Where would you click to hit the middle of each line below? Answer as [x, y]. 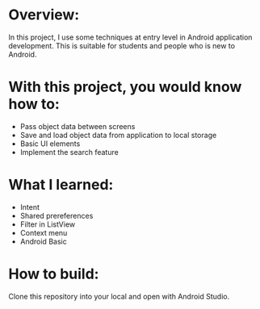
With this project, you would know [125, 87]
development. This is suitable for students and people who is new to [122, 45]
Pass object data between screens [78, 126]
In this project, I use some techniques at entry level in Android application [130, 37]
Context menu [44, 232]
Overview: [44, 15]
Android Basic [43, 241]
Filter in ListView [48, 224]
